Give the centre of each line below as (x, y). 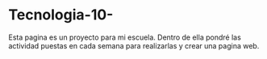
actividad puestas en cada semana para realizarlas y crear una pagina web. (134, 45)
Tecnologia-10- (61, 15)
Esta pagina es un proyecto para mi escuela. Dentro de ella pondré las (125, 37)
